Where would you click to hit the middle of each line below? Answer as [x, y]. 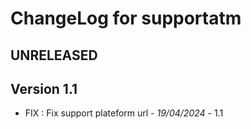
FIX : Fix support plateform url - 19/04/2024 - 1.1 [124, 113]
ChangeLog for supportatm [126, 18]
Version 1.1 [44, 88]
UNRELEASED [54, 55]
